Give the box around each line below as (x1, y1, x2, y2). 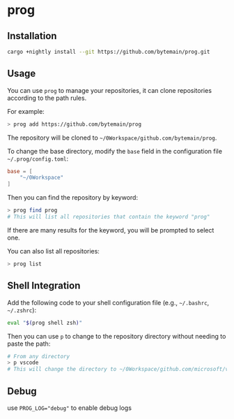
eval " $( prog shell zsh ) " (7, 319, 82, 326)
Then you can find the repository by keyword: (7, 193, 138, 202)
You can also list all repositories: (7, 247, 100, 255)
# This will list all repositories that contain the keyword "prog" (7, 214, 210, 221)
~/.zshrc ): (7, 306, 37, 314)
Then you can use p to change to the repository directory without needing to (7, 332, 226, 340)
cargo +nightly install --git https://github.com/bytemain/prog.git (7, 48, 210, 55)
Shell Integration (7, 280, 81, 292)
